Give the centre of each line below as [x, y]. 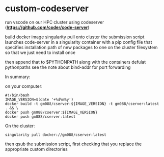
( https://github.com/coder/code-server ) [47, 27]
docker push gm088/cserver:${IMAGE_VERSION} [51, 112]
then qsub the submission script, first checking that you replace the [73, 144]
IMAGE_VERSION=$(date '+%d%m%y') [39, 99]
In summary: [18, 77]
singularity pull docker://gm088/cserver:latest [56, 135]
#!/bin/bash [17, 95]
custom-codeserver [47, 9]
